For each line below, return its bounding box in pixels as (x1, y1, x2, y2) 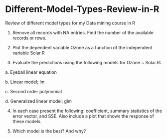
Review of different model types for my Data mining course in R (5, 20, 136, 26)
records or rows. (12, 35, 46, 41)
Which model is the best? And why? (12, 128, 86, 134)
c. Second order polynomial (5, 88, 62, 94)
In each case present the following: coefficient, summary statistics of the (12, 108, 163, 114)
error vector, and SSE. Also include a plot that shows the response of (12, 113, 155, 119)
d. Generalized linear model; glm (5, 98, 72, 104)
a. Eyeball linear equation (5, 69, 57, 75)
